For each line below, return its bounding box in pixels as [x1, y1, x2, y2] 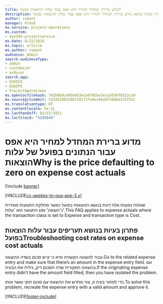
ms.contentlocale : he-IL [5, 106, 55, 112]
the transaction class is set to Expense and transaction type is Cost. [5, 212, 141, 218]
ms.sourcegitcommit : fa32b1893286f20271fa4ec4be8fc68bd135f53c [5, 97, 136, 102]
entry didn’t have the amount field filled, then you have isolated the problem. [5, 270, 158, 275]
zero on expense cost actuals [5, 167, 126, 178]
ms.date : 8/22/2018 [5, 39, 45, 44]
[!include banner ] [5, 183, 40, 189]
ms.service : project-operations [5, 25, 70, 30]
